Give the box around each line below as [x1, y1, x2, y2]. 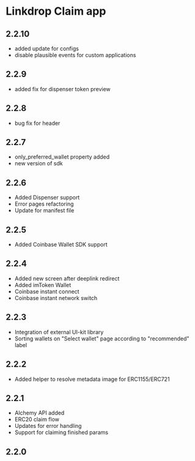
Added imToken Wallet [14, 281, 72, 288]
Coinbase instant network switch [14, 294, 98, 301]
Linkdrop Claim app [6, 4, 106, 18]
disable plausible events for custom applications [14, 51, 136, 59]
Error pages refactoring [14, 200, 74, 208]
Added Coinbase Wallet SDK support [14, 241, 108, 249]
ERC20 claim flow [14, 416, 59, 423]
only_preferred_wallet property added [14, 153, 110, 160]
